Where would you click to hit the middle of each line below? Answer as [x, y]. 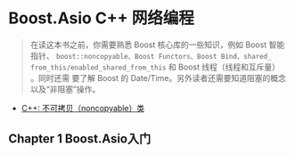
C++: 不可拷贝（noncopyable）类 [82, 108]
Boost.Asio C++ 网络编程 [102, 18]
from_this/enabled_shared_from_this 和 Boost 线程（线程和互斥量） [155, 67]
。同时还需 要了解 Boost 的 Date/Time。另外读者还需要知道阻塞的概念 [158, 77]
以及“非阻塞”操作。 [65, 89]
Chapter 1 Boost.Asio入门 [80, 139]
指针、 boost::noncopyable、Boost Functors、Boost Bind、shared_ [151, 55]
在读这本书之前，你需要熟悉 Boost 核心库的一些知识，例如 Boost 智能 [157, 45]
